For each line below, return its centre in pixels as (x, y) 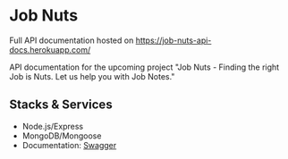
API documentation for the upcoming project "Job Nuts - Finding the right (144, 67)
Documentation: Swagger (69, 145)
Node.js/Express (52, 126)
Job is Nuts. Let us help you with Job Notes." (92, 76)
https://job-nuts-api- (174, 40)
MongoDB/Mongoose (62, 136)
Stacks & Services (61, 105)
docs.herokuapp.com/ (50, 49)
